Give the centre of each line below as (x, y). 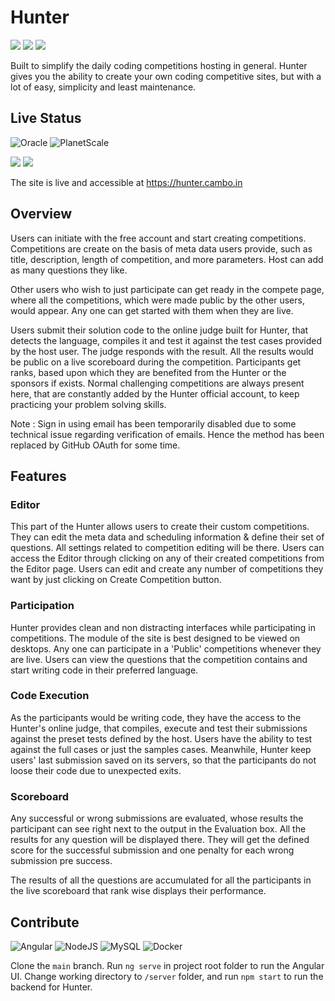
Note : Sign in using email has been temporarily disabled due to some (153, 423)
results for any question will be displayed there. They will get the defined (160, 840)
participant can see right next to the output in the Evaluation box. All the (158, 829)
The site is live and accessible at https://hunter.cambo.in (126, 182)
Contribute (45, 922)
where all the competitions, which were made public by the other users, (157, 300)
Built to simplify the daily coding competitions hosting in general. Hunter (159, 65)
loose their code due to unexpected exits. (96, 770)
